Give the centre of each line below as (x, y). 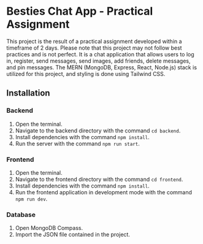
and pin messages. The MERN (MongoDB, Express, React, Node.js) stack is (102, 67)
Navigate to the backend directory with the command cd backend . (98, 131)
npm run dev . (31, 199)
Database (21, 215)
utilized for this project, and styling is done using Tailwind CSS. (86, 74)
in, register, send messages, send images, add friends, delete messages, (98, 61)
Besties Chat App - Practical (80, 11)
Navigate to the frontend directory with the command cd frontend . (99, 179)
